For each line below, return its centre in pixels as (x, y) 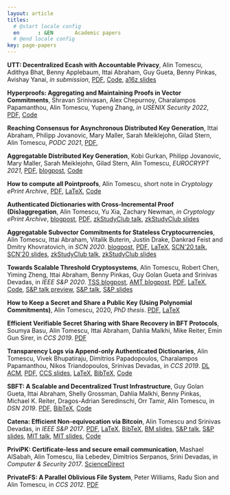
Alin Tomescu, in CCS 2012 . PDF (53, 484)
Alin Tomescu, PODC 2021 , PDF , (53, 142)
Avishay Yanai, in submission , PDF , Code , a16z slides (82, 79)
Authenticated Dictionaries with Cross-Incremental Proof (90, 204)
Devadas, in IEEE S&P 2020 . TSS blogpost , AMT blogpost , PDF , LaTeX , (107, 282)
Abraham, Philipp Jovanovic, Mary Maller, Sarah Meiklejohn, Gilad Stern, (110, 135)
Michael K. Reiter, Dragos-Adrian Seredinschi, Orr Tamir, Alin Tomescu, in (111, 401)
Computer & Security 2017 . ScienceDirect (66, 464)
